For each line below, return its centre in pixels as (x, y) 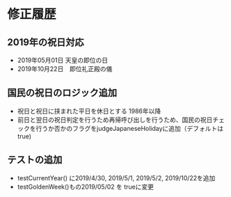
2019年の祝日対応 (46, 42)
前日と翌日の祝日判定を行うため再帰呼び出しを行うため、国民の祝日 (115, 120)
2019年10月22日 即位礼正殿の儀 (65, 69)
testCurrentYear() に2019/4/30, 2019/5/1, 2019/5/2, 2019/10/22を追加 (116, 178)
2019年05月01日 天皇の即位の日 (63, 60)
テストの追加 (35, 160)
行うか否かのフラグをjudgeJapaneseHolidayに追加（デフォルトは (130, 128)
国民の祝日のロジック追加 (62, 93)
